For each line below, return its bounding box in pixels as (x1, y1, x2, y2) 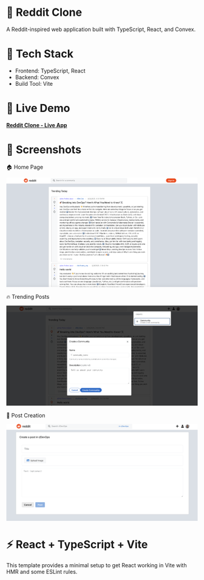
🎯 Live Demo (6, 102, 70, 115)
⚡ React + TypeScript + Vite (6, 537, 148, 551)
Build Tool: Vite (15, 80, 53, 87)
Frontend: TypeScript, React (15, 67, 86, 74)
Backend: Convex (15, 73, 59, 81)
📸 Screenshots (6, 143, 82, 156)
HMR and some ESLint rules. (6, 568, 78, 576)
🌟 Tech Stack (6, 47, 74, 61)
